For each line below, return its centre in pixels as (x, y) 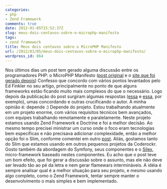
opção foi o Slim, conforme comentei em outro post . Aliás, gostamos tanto (82, 139)
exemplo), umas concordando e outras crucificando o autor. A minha (76, 102)
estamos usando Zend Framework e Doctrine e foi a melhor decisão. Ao (79, 123)
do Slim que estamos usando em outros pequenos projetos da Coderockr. (81, 144)
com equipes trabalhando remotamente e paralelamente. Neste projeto (78, 118)
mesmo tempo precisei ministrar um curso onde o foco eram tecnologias (80, 128)
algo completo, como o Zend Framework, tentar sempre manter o (72, 176)
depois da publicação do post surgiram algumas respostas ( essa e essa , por (83, 96)
